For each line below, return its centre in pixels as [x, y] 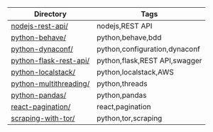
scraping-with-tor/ [43, 118]
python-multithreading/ [50, 83]
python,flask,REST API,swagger [149, 61]
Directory [51, 14]
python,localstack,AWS [135, 72]
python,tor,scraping [130, 118]
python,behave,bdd [129, 37]
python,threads [122, 83]
